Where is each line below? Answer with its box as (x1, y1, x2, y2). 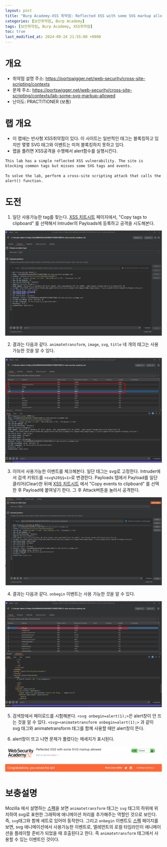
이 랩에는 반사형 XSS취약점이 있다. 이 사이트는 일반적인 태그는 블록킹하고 (12, 135, 154, 141)
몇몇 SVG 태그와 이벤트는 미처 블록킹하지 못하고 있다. (21, 141, 125, 147)
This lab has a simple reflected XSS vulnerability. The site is (5, 158, 143, 163)
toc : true (5, 29, 26, 34)
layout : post (5, 8, 32, 13)
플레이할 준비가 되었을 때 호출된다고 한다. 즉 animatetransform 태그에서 (14, 830, 154, 836)
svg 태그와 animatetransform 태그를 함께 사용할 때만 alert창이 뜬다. (12, 725, 145, 731)
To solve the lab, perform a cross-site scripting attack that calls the (5, 173, 162, 178)
